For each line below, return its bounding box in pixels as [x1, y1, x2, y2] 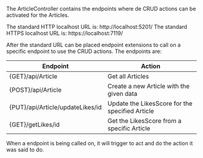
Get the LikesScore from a [108, 117, 182, 125]
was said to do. [6, 146, 44, 153]
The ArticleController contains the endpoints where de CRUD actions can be [6, 5, 196, 12]
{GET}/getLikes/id [9, 121, 60, 128]
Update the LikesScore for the [108, 100, 193, 107]
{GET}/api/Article [9, 72, 57, 80]
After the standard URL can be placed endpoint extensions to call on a [6, 42, 181, 48]
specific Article [108, 124, 150, 132]
